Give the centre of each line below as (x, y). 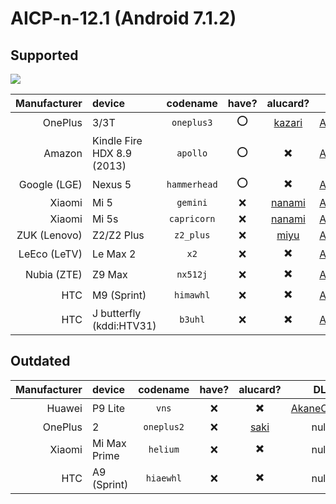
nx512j (192, 274)
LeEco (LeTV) (50, 254)
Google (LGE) (50, 184)
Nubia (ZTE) (53, 274)
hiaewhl (163, 478)
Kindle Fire (117, 140)
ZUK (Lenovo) (49, 235)
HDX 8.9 (112, 153)
